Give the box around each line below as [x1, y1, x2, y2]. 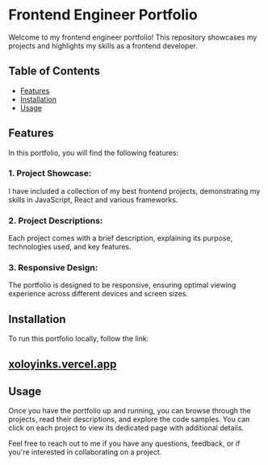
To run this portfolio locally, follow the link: [8, 333, 149, 344]
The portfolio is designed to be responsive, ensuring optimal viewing [8, 280, 237, 290]
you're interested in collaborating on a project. [8, 447, 162, 457]
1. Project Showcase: [8, 168, 92, 179]
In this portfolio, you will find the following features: [8, 148, 179, 157]
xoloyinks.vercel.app [8, 357, 117, 371]
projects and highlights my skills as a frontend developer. [8, 40, 198, 50]
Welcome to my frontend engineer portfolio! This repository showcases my [8, 32, 258, 42]
